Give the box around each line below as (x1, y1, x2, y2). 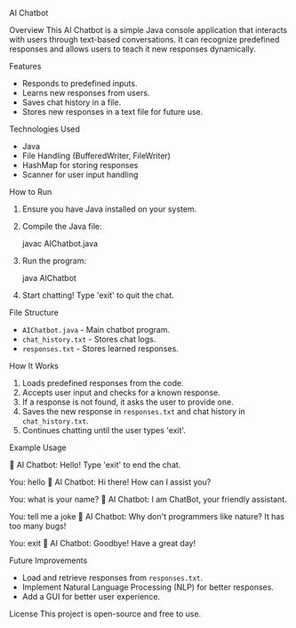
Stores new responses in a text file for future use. (21, 107, 204, 117)
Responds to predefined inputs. (21, 78, 138, 88)
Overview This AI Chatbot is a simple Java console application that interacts (9, 25, 287, 35)
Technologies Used (9, 124, 80, 134)
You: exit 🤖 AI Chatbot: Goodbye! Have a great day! (9, 538, 196, 548)
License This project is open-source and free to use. (9, 608, 202, 619)
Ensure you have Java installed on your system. (21, 204, 197, 214)
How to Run (9, 187, 52, 197)
